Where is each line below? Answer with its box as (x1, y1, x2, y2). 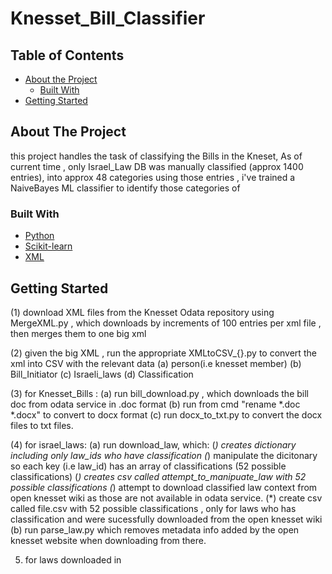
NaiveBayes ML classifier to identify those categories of (10, 182, 241, 194)
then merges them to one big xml (10, 327, 147, 339)
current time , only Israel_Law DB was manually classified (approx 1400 (10, 160, 304, 172)
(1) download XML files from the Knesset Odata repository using (10, 306, 275, 318)
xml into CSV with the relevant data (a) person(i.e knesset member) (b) (10, 357, 302, 369)
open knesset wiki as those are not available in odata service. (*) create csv (10, 492, 323, 504)
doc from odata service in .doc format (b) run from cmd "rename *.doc (10, 398, 301, 410)
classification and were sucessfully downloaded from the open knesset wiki (10, 513, 323, 525)
